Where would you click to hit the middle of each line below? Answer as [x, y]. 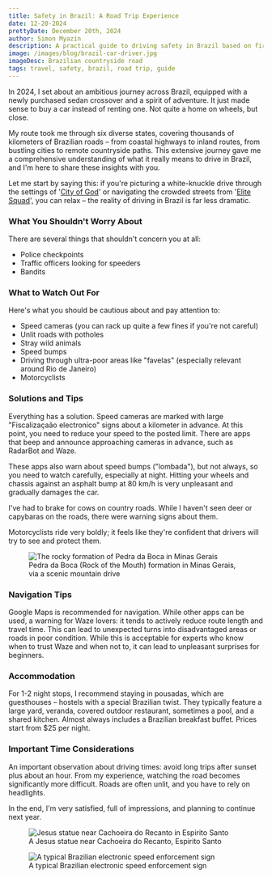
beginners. [26, 655]
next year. [25, 816]
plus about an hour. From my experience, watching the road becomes [124, 775]
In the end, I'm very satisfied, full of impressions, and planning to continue [132, 808]
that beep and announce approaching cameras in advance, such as [121, 442]
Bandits [33, 272]
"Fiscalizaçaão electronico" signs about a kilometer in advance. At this [126, 425]
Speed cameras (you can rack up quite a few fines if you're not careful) [139, 326]
